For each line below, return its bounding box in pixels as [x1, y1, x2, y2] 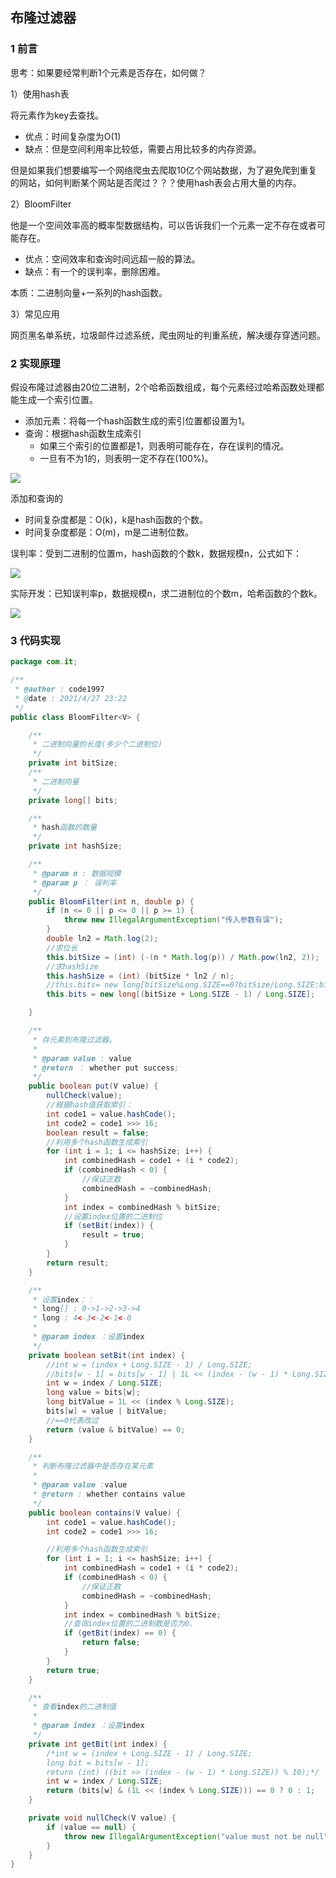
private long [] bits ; [28, 795, 118, 805]
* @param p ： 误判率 [32, 878, 117, 888]
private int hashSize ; [28, 841, 123, 852]
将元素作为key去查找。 [10, 109, 105, 121]
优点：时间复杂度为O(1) [24, 130, 122, 142]
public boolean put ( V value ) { [28, 1081, 159, 1092]
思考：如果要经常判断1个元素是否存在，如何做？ [10, 66, 207, 78]
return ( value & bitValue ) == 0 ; [46, 1424, 186, 1435]
